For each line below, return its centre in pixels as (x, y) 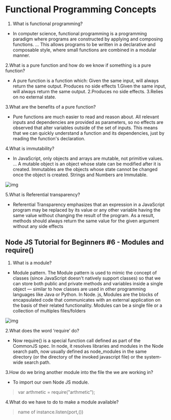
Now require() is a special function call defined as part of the (77, 340)
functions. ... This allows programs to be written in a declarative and (84, 44)
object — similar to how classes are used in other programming (79, 289)
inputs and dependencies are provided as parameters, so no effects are (88, 122)
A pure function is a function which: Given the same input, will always (86, 80)
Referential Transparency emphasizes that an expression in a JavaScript (89, 204)
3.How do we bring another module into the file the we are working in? (79, 372)
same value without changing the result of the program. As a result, (83, 215)
